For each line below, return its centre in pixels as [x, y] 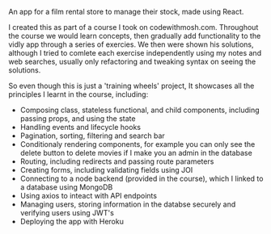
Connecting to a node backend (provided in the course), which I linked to [142, 178]
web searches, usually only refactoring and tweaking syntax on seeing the [132, 61]
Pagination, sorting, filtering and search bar [93, 136]
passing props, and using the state [78, 119]
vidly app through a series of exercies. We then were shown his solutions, [131, 44]
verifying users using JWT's [67, 213]
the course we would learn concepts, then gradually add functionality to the [135, 36]
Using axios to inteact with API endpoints [89, 196]
